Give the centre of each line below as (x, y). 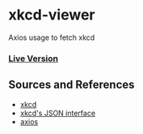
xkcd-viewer (52, 15)
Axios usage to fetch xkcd (52, 37)
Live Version (34, 58)
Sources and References (71, 85)
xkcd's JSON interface (57, 113)
